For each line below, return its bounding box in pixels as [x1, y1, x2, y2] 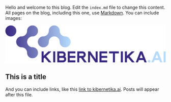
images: [5, 15, 22, 21]
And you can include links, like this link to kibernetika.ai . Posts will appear [5, 86, 159, 92]
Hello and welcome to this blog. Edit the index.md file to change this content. [5, 5, 165, 10]
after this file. [5, 91, 33, 97]
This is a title [5, 72, 47, 81]
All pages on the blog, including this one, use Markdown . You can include [5, 10, 159, 16]
